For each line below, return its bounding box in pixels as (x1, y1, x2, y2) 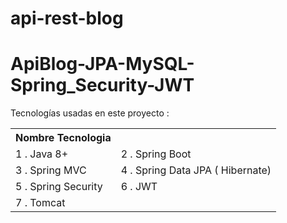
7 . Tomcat (15, 196, 66, 210)
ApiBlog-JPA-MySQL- (10, 53, 195, 76)
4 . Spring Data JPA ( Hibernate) (120, 163, 272, 177)
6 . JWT (120, 180, 158, 194)
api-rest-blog (10, 7, 124, 30)
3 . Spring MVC (15, 163, 87, 177)
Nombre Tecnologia (15, 131, 112, 145)
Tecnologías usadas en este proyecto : (10, 107, 170, 119)
